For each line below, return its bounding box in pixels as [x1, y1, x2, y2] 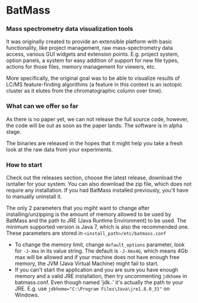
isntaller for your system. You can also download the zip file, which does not [6, 180, 192, 188]
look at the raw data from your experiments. [6, 146, 113, 153]
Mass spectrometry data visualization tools [6, 25, 134, 33]
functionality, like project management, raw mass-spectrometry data [6, 44, 173, 51]
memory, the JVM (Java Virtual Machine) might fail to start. [14, 260, 159, 267]
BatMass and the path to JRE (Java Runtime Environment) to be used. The [6, 217, 187, 224]
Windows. [14, 291, 40, 299]
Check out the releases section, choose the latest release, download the [6, 174, 182, 181]
